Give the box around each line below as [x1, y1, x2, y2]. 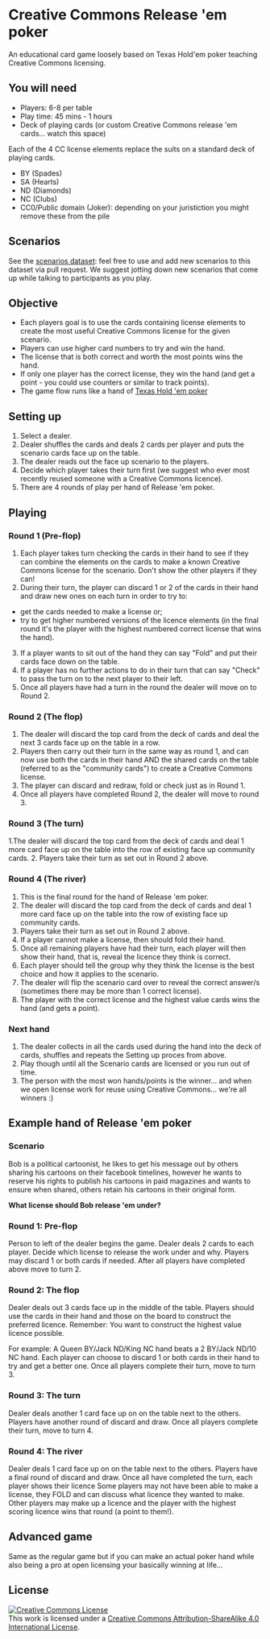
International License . [8, 1622, 81, 1632]
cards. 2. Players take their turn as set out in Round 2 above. [8, 853, 210, 863]
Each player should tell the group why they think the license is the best [19, 960, 255, 970]
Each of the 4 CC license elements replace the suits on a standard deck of [8, 144, 255, 154]
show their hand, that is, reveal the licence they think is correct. [19, 951, 231, 961]
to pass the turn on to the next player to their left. [19, 673, 184, 683]
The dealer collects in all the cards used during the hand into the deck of [19, 1042, 262, 1051]
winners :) [19, 1093, 54, 1103]
